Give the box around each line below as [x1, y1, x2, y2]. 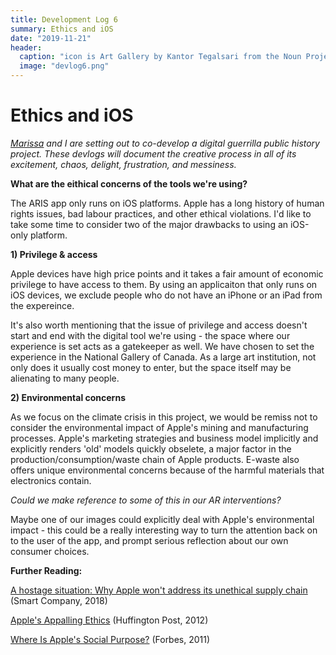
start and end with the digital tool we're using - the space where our [10, 329, 291, 341]
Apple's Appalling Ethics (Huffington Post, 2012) [10, 614, 209, 626]
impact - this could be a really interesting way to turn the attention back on [10, 524, 318, 536]
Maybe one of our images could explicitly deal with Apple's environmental [10, 513, 315, 525]
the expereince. [10, 299, 75, 311]
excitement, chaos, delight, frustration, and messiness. [10, 158, 237, 170]
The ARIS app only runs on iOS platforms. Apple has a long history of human [10, 197, 325, 209]
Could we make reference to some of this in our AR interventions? [10, 494, 282, 506]
